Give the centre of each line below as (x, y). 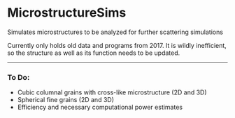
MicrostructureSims (67, 13)
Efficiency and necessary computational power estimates (100, 107)
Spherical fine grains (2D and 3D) (65, 100)
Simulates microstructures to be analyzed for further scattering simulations (115, 32)
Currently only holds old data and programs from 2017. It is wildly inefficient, (117, 45)
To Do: (19, 77)
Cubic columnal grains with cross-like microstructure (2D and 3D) (112, 92)
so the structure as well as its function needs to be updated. (94, 53)
